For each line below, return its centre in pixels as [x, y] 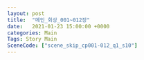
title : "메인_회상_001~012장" [48, 20]
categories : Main [32, 33]
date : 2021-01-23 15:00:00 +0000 [58, 26]
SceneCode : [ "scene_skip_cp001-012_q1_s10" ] [72, 46]
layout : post [26, 13]
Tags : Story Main [32, 39]
